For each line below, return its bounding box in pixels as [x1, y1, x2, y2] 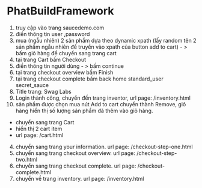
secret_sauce [15, 81, 49, 88]
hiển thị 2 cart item [15, 125, 63, 132]
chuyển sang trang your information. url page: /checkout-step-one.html [15, 143, 193, 150]
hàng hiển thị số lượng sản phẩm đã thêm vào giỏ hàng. [15, 107, 153, 114]
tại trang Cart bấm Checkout [15, 56, 87, 63]
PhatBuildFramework [7, 4, 114, 18]
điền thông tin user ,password [15, 30, 90, 37]
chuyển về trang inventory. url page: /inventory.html [15, 175, 144, 182]
